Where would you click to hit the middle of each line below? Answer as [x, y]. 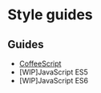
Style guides [50, 15]
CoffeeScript [40, 63]
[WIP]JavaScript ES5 [54, 72]
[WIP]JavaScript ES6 [54, 81]
